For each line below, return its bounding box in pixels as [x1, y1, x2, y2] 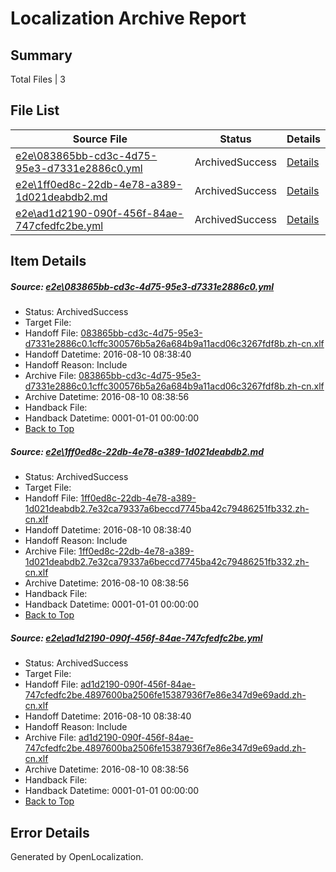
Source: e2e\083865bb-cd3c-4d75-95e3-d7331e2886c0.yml [10, 280, 275, 292]
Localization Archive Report [10, 7, 247, 30]
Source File [72, 132, 128, 146]
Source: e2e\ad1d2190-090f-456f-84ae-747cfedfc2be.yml [10, 632, 263, 644]
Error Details [10, 824, 90, 841]
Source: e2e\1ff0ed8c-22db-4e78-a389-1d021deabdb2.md [10, 445, 265, 457]
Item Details [10, 253, 87, 270]
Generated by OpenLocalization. [10, 850, 144, 862]
